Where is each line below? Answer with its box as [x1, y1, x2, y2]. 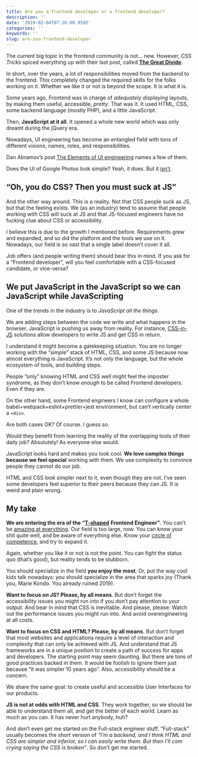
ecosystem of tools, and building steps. [6, 361, 102, 368]
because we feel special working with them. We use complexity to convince [6, 456, 193, 463]
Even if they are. [6, 385, 46, 392]
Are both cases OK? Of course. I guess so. [6, 420, 110, 428]
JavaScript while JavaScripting [6, 291, 124, 302]
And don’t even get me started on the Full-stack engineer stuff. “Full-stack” [6, 725, 189, 732]
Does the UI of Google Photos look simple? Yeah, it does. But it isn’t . [6, 165, 173, 172]
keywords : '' [6, 31, 38, 37]
